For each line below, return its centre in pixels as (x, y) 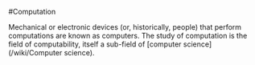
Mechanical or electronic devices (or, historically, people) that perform (125, 27)
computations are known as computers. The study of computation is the (128, 36)
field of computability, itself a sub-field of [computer (95, 44)
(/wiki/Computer (35, 53)
